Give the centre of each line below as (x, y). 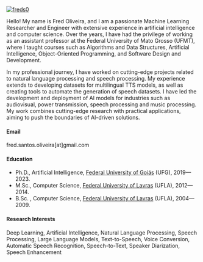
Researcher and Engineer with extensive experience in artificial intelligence (101, 28)
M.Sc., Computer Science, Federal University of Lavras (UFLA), (94, 186)
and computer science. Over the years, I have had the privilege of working (100, 34)
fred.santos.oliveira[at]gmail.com (48, 145)
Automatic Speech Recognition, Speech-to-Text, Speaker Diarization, (93, 246)
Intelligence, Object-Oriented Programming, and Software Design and (94, 54)
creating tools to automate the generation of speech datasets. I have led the (101, 91)
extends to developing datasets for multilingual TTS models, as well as (95, 85)
